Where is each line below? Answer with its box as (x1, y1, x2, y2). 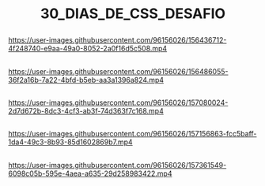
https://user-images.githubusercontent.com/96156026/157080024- (8, 98, 229, 107)
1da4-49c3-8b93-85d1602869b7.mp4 (8, 137, 133, 147)
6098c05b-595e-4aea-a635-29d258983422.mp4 (8, 169, 172, 178)
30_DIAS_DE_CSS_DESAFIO (40, 5, 226, 23)
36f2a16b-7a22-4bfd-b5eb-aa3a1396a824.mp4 (8, 75, 165, 84)
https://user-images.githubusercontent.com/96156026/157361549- (8, 160, 227, 169)
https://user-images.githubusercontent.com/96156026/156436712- (8, 35, 227, 45)
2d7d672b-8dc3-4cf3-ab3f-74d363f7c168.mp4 (8, 106, 164, 115)
